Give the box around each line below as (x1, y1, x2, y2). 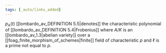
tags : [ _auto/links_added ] (5, 7, 61, 12)
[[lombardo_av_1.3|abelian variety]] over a (5, 32, 90, 38)
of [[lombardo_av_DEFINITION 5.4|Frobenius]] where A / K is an (5, 27, 133, 33)
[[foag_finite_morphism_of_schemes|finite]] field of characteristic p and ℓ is (5, 37, 160, 43)
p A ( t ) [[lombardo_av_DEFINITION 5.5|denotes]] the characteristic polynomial (5, 21, 162, 27)
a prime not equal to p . (5, 43, 52, 49)
